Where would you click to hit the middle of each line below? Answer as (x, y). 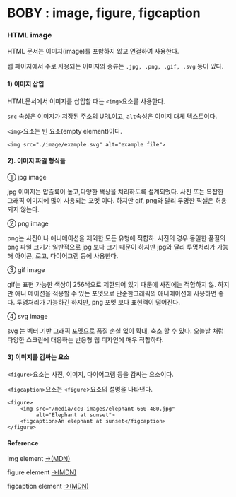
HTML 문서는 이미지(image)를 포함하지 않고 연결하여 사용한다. (93, 52)
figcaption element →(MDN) (48, 486)
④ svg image (28, 316)
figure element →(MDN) (42, 472)
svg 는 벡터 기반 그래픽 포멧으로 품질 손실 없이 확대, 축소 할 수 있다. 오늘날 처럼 (116, 331)
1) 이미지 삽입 (26, 84)
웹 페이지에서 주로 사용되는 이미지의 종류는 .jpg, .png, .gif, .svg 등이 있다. (116, 66)
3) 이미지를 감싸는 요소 (39, 357)
